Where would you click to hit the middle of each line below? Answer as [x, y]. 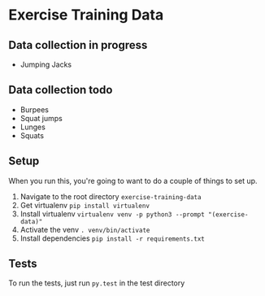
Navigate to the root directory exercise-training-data [111, 196]
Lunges [33, 127]
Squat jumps [41, 118]
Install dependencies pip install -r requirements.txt [112, 238]
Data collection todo [61, 90]
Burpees [35, 109]
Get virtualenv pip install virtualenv [85, 205]
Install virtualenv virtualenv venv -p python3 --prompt [112, 214]
